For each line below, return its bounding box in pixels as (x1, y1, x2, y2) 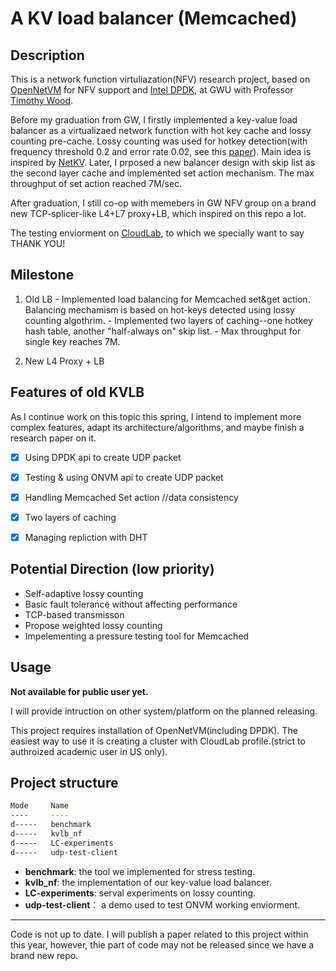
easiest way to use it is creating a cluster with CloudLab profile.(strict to (10, 735, 306, 747)
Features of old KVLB (10, 384, 145, 401)
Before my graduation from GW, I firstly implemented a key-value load (10, 114, 298, 126)
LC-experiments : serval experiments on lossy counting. (24, 887, 257, 899)
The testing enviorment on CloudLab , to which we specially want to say (10, 227, 305, 239)
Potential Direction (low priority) (10, 561, 215, 578)
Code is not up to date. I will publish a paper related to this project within (10, 928, 309, 940)
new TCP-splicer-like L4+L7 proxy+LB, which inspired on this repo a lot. (10, 208, 307, 219)
